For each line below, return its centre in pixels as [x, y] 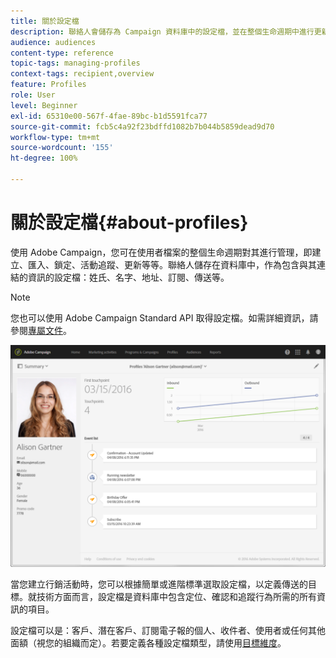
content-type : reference [62, 53]
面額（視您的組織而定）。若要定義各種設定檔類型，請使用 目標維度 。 [148, 642]
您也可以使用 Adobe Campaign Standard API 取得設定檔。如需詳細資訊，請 [164, 317]
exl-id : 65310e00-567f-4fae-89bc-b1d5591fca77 [109, 116]
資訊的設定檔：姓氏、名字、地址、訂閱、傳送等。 [128, 277]
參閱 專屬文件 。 [41, 330]
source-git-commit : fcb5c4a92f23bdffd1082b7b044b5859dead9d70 [142, 126]
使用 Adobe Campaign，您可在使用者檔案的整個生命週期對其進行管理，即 [161, 252]
